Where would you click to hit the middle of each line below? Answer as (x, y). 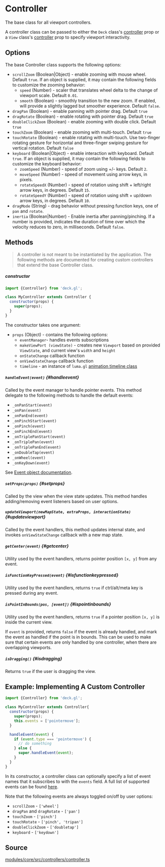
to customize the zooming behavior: (49, 85)
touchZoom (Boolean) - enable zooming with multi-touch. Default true (82, 132)
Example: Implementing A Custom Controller (75, 687)
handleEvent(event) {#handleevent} (42, 377)
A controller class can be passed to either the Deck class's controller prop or (82, 32)
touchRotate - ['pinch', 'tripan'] (48, 821)
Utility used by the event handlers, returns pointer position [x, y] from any (81, 559)
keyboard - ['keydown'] (35, 832)
